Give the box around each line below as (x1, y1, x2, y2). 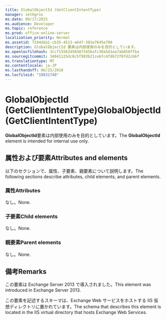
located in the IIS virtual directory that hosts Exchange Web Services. (5, 309, 148, 315)
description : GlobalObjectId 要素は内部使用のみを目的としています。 (5, 44, 138, 49)
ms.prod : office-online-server (5, 30, 70, 35)
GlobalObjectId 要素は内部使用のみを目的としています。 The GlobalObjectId (5, 132, 161, 138)
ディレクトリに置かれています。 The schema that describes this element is (9, 303, 162, 310)
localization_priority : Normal (5, 35, 70, 40)
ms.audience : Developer (5, 21, 55, 26)
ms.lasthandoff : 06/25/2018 (5, 68, 64, 73)
